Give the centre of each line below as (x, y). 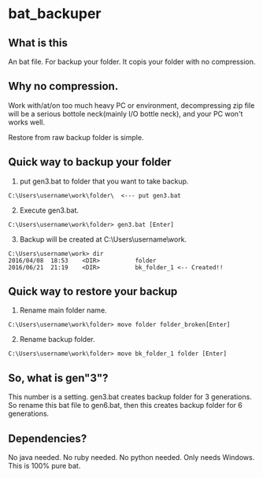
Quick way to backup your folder (90, 162)
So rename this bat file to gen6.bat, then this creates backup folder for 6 (125, 406)
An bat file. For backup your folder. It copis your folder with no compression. (132, 61)
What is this (38, 43)
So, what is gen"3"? (58, 378)
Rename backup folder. (57, 339)
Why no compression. (63, 86)
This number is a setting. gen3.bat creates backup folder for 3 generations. (130, 397)
